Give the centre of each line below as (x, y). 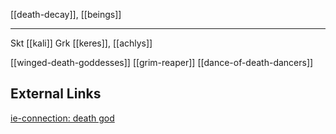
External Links (56, 94)
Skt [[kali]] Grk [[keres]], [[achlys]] (81, 43)
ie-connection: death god (62, 118)
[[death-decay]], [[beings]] (66, 14)
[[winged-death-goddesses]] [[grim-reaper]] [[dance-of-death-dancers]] (162, 62)
